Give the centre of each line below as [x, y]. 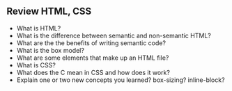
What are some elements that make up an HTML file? [93, 58]
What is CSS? [36, 65]
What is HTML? [39, 28]
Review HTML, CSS [49, 11]
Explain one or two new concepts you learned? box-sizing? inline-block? [121, 80]
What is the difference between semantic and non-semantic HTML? [114, 35]
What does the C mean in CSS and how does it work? [93, 72]
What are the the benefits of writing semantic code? [91, 43]
